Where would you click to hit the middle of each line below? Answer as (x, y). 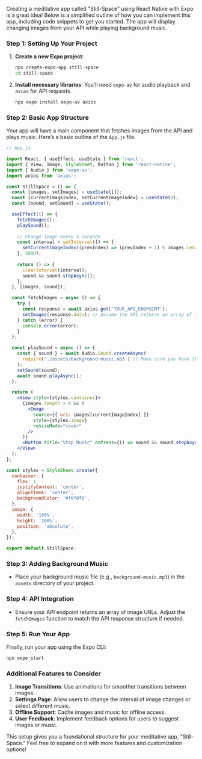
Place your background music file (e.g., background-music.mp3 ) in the (100, 577)
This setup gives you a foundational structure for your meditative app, (93, 737)
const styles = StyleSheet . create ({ (52, 470)
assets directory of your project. (55, 583)
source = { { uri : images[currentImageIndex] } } (91, 415)
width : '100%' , (36, 515)
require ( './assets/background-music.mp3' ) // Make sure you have (106, 359)
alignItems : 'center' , (45, 493)
